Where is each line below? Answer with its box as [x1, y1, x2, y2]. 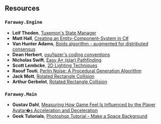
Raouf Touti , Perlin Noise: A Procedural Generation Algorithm [12, 67, 142, 73]
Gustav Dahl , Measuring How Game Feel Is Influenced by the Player [12, 102, 156, 108]
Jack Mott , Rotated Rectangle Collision [12, 73, 95, 79]
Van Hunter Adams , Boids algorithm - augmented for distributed [12, 40, 149, 46]
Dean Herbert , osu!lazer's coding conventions [12, 51, 110, 58]
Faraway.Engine [5, 19, 43, 25]
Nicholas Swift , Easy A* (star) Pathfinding [12, 57, 102, 63]
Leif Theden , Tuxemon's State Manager [12, 30, 97, 36]
